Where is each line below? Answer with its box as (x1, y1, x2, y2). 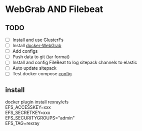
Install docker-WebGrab (12, 43, 61, 49)
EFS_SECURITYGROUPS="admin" (5, 115, 75, 121)
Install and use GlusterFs (12, 37, 64, 43)
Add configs (12, 48, 38, 54)
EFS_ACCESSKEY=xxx (5, 104, 51, 110)
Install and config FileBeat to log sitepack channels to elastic (12, 59, 137, 66)
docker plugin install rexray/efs (5, 99, 69, 105)
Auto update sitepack (12, 65, 56, 71)
